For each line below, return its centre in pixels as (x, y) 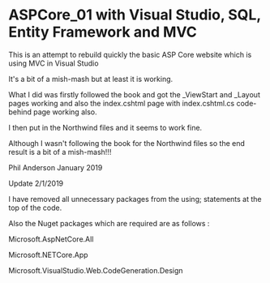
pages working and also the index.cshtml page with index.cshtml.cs (122, 103)
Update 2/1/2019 (36, 183)
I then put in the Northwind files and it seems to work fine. (105, 127)
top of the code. (35, 208)
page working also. (65, 112)
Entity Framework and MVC (103, 32)
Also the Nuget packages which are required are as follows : (109, 223)
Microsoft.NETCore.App (48, 255)
